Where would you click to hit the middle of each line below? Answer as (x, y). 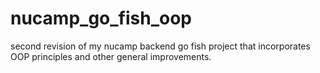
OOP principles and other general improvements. (111, 56)
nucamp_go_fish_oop (101, 18)
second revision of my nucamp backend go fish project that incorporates (160, 46)
